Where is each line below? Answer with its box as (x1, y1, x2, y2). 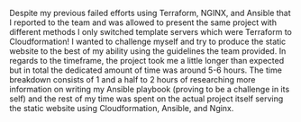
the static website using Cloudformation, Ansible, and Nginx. (9, 103, 234, 113)
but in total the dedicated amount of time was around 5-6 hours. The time (9, 65, 282, 75)
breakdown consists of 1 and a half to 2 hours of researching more (9, 74, 256, 84)
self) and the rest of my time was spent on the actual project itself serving (9, 93, 284, 104)
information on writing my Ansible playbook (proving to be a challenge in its (9, 84, 290, 94)
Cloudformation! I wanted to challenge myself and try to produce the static (9, 36, 287, 47)
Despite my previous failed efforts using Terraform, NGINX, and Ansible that (9, 8, 291, 18)
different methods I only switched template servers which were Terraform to (9, 27, 293, 37)
